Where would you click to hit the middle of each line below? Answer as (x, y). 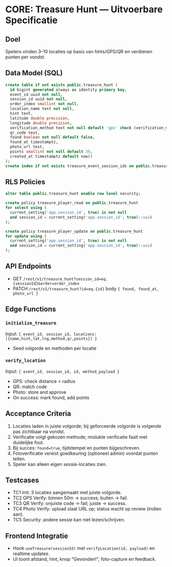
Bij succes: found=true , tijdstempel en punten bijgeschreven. (77, 448)
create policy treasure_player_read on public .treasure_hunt (72, 203)
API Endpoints (28, 266)
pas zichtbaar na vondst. (39, 431)
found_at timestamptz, (34, 142)
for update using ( (26, 236)
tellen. (19, 459)
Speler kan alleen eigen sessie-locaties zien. (60, 464)
